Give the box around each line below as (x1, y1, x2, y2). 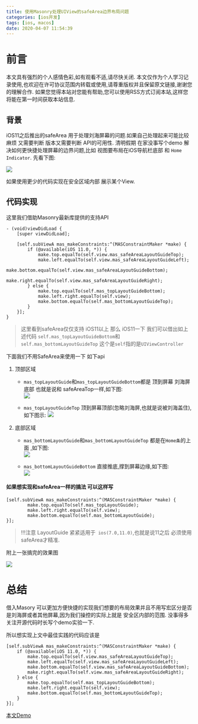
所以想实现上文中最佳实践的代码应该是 (6, 631, 100, 638)
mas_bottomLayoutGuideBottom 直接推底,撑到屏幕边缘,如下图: (23, 462, 169, 470)
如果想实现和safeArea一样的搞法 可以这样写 (6, 483, 114, 490)
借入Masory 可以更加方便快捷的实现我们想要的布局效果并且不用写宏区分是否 (6, 604, 193, 611)
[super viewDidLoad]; (17, 231, 70, 237)
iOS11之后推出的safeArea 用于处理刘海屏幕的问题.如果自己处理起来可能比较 (6, 132, 190, 138)
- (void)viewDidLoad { (6, 225, 62, 232)
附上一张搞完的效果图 (6, 549, 58, 556)
